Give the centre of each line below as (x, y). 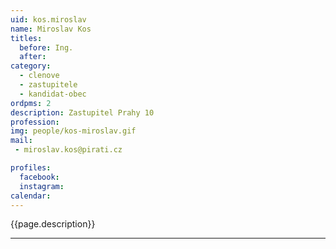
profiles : (31, 168)
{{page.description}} (53, 224)
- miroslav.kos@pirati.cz (68, 150)
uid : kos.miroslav (48, 19)
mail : (21, 141)
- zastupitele (48, 85)
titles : (26, 38)
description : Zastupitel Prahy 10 (82, 112)
